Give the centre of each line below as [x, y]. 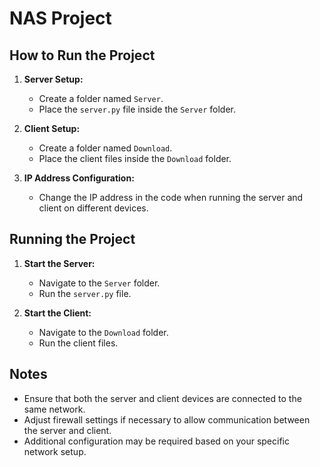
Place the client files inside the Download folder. [135, 158]
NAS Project [60, 18]
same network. [54, 409]
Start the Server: [59, 263]
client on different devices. [93, 208]
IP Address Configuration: [79, 178]
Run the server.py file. [85, 293]
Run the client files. [78, 343]
